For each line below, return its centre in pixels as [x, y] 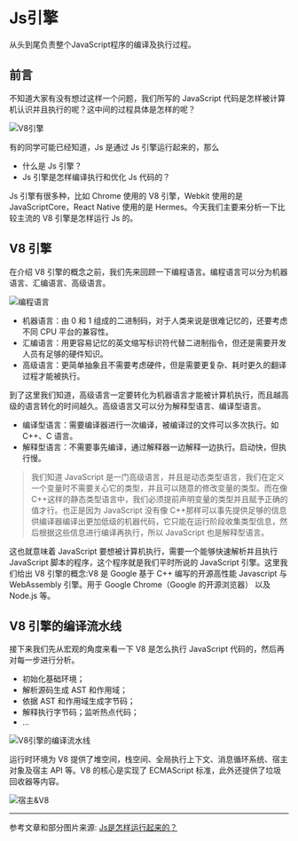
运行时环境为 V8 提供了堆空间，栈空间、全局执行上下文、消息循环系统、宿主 [149, 759]
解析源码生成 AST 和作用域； [75, 690]
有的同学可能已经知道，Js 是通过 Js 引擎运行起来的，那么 [114, 146]
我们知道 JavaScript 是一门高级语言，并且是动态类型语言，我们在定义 [157, 476]
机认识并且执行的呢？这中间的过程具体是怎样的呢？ [102, 109]
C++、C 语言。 [50, 436]
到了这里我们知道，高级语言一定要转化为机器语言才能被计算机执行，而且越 [145, 395]
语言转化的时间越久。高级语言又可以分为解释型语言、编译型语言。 [145, 405]
